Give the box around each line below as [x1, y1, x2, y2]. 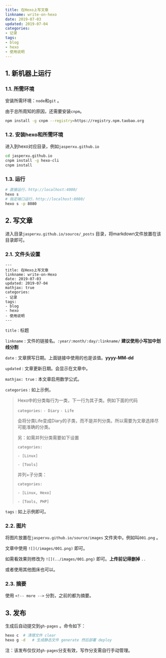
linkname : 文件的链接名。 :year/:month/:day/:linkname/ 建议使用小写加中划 [5, 338, 161, 344]
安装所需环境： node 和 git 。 [5, 98, 62, 104]
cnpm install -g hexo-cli [5, 158, 59, 163]
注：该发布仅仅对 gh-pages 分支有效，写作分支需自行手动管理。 [5, 647, 133, 653]
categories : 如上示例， [5, 386, 53, 392]
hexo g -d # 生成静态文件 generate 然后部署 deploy [5, 637, 112, 643]
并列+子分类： [17, 472, 47, 478]
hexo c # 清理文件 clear [5, 633, 56, 638]
